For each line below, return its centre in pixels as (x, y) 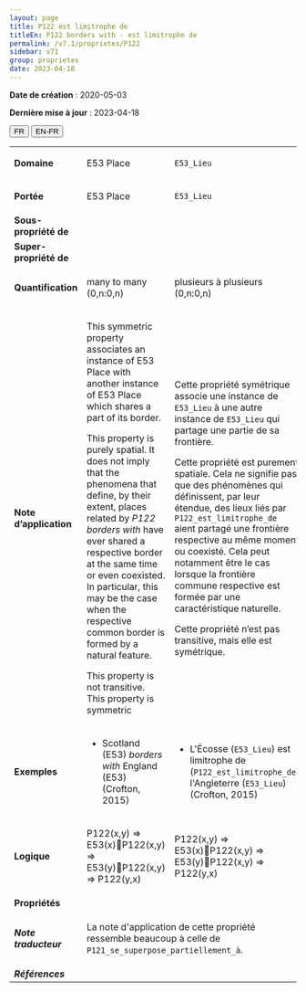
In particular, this (122, 586)
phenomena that (122, 483)
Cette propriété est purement (236, 462)
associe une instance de (226, 396)
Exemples (36, 771)
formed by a (112, 643)
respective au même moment (237, 540)
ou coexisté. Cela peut (222, 551)
